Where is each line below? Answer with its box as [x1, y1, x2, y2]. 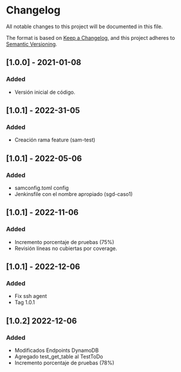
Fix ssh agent [14, 293, 47, 300]
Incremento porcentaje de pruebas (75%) [14, 238, 114, 245]
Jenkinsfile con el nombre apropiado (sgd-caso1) [14, 191, 133, 197]
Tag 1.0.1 [14, 299, 35, 306]
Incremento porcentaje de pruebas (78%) [14, 359, 115, 367]
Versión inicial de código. [14, 89, 76, 96]
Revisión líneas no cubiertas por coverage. [14, 245, 117, 252]
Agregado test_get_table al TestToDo [14, 353, 103, 360]
